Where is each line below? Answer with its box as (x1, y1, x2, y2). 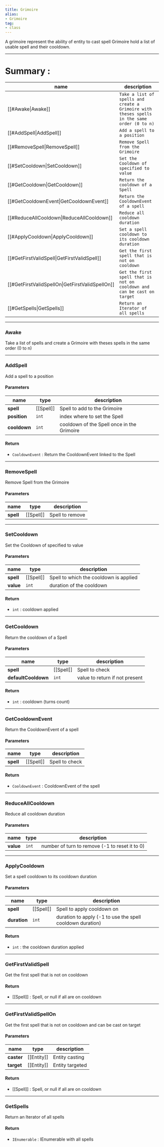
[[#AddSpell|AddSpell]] (7, 130, 61, 136)
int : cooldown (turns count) (12, 699, 70, 705)
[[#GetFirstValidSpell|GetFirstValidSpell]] (7, 255, 102, 262)
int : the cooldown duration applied (12, 944, 84, 950)
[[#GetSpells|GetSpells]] (7, 305, 64, 312)
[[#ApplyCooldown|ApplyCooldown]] (7, 233, 94, 240)
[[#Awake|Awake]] (7, 106, 51, 112)
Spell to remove (49, 511, 85, 518)
